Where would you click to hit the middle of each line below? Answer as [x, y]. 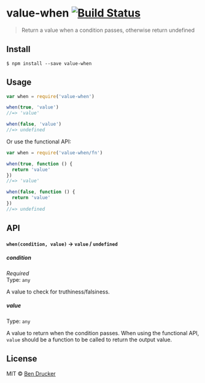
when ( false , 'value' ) [34, 124]
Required [18, 273]
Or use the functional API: [39, 142]
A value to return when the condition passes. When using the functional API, [103, 333]
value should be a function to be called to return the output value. [89, 339]
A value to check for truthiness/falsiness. [58, 292]
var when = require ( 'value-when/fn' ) [55, 153]
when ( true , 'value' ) [33, 107]
